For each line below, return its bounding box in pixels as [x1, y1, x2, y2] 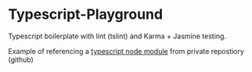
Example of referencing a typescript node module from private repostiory [8, 46, 245, 56]
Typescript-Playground [8, 5, 163, 23]
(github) [8, 55, 34, 64]
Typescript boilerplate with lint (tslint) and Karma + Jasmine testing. [8, 31, 227, 41]
